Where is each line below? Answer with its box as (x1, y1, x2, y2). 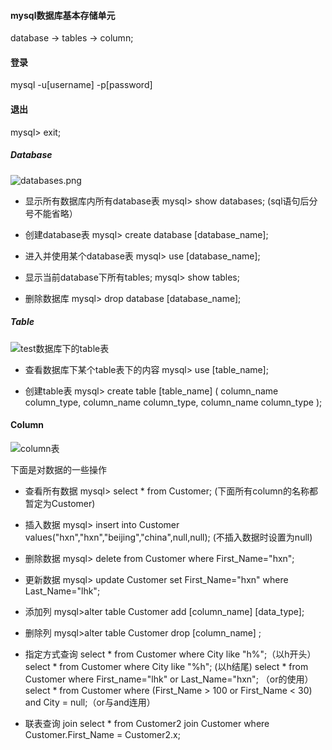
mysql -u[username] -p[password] (10, 79, 153, 91)
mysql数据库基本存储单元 (10, 9, 116, 21)
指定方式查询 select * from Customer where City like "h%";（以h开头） (24, 648, 317, 660)
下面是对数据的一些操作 (10, 463, 107, 475)
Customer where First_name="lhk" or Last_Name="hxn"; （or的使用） (24, 673, 314, 685)
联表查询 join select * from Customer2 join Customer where (24, 717, 270, 729)
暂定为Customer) (24, 497, 96, 509)
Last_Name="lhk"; (24, 585, 101, 597)
